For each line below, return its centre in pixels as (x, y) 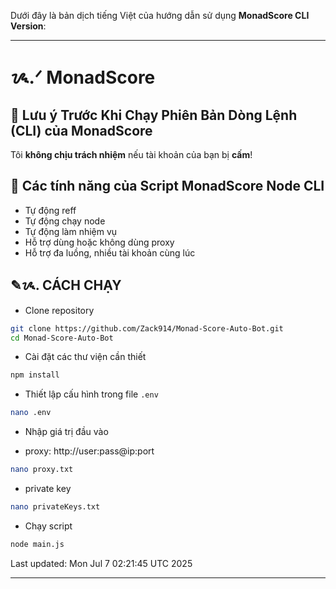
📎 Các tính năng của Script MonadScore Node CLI (167, 186)
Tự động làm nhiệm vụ (71, 231)
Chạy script (48, 526)
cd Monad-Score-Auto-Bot (62, 338)
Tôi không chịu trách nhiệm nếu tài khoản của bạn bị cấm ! (131, 154)
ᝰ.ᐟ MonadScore (83, 77)
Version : (28, 26)
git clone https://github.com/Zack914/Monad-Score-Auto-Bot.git (147, 328)
